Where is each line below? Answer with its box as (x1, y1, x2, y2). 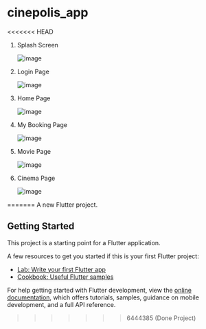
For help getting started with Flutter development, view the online (7, 286, 192, 294)
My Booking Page (16, 120, 67, 128)
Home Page (16, 94, 51, 102)
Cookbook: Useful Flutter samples (16, 273, 114, 281)
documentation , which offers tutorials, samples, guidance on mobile (7, 293, 199, 302)
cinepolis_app (7, 5, 89, 21)
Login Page (16, 67, 49, 76)
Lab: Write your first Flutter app (16, 265, 106, 273)
